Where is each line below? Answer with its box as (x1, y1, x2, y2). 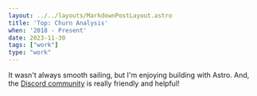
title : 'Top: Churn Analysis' (8, 19, 109, 27)
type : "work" (8, 48, 52, 56)
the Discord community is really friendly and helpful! (8, 79, 181, 88)
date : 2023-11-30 (8, 33, 66, 42)
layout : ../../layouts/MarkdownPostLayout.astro (8, 11, 173, 20)
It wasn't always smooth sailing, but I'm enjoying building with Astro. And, (8, 71, 250, 79)
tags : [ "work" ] (8, 41, 59, 49)
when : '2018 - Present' (8, 26, 88, 34)
